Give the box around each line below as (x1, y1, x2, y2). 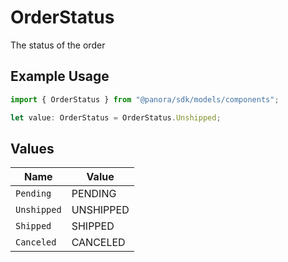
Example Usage (10, 68, 110, 85)
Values (10, 140, 55, 157)
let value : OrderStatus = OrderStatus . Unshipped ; (10, 112, 222, 123)
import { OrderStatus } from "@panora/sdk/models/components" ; (10, 94, 280, 105)
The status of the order (10, 39, 106, 51)
